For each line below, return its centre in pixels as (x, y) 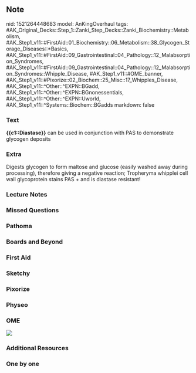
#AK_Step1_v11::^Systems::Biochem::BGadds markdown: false (80, 104)
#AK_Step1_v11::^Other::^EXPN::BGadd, (53, 86)
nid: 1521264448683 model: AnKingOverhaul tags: (67, 23)
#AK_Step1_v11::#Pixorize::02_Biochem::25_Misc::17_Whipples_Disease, (92, 80)
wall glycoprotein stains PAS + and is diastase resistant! (73, 179)
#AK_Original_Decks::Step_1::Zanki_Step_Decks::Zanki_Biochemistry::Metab (97, 30)
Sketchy (18, 273)
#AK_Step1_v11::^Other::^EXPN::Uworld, (53, 99)
